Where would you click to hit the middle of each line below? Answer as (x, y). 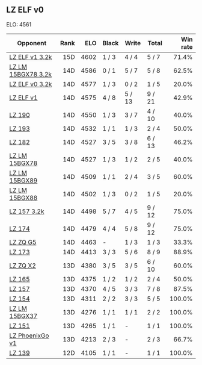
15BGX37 (23, 316)
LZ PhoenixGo (29, 335)
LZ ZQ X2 (23, 266)
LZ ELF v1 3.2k (31, 57)
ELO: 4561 (19, 24)
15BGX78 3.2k (31, 74)
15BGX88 (23, 198)
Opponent (32, 43)
